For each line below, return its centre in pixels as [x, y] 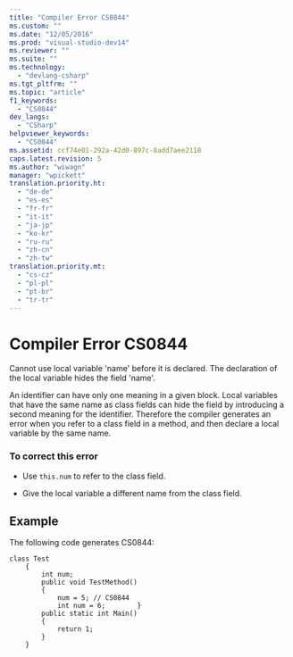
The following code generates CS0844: [82, 543]
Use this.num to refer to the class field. [94, 476]
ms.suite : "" [33, 59]
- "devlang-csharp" [54, 76]
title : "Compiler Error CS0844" [69, 17]
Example [34, 521]
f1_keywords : [33, 100]
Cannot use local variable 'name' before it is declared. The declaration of [143, 369]
